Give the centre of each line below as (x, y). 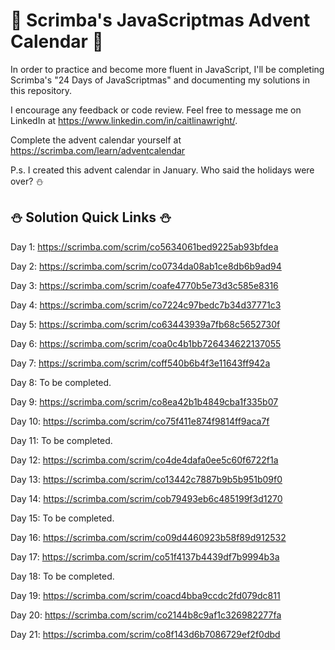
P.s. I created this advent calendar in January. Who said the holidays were (162, 170)
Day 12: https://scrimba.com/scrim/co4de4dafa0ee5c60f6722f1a (144, 460)
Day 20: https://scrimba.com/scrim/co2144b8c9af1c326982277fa (146, 615)
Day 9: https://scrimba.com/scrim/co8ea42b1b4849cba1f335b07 (144, 401)
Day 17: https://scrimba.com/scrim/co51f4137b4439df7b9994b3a (145, 556)
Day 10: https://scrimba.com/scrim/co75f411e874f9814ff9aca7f (140, 421)
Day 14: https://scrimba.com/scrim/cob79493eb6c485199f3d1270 (146, 498)
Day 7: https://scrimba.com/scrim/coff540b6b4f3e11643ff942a (140, 363)
